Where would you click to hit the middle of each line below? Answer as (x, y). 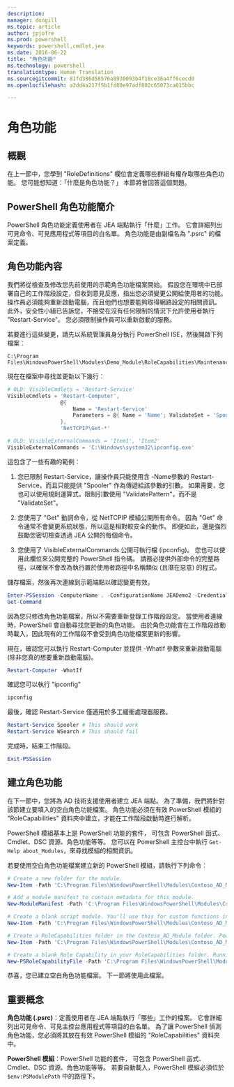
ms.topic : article (34, 27)
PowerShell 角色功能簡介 (61, 207)
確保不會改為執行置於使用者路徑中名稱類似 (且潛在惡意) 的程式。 (128, 567)
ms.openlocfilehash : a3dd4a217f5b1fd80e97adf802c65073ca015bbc (101, 85)
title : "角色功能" (32, 59)
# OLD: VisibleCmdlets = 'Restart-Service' (71, 389)
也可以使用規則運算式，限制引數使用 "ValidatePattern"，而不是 (107, 494)
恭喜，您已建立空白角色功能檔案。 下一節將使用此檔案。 (87, 975)
